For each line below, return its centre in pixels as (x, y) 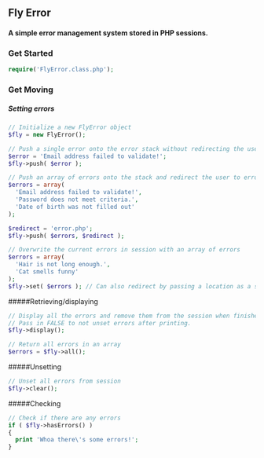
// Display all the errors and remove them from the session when (119, 316)
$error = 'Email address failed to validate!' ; (88, 156)
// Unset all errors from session (65, 381)
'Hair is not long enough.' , (63, 265)
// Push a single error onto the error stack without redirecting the (126, 148)
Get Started (31, 53)
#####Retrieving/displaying (53, 301)
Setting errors (31, 108)
